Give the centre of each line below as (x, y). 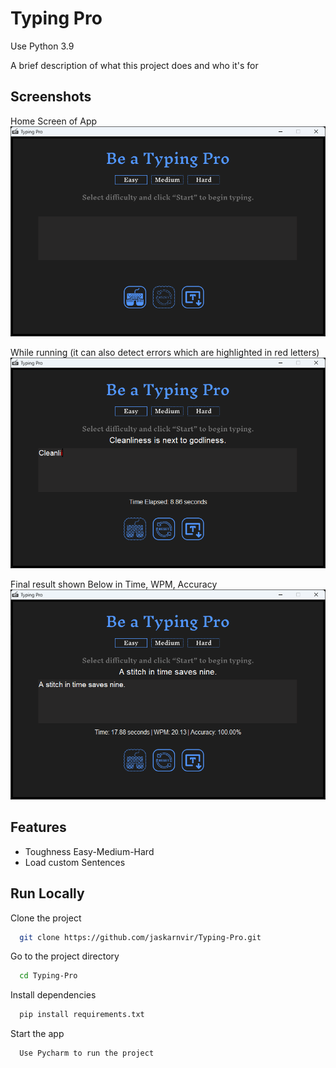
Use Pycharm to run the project (87, 1053)
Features (38, 827)
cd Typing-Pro (48, 976)
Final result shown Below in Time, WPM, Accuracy (114, 584)
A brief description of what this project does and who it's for (134, 65)
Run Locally (47, 893)
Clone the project (46, 918)
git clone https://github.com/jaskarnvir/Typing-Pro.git (140, 937)
